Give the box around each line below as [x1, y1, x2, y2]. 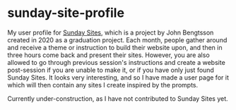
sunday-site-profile [7, 5, 125, 21]
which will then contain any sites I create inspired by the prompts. [7, 80, 199, 89]
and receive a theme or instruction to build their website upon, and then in [7, 43, 223, 51]
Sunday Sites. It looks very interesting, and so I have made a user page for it [7, 73, 230, 82]
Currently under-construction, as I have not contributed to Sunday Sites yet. [7, 94, 228, 103]
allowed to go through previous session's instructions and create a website [7, 58, 226, 66]
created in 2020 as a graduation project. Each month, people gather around [7, 35, 228, 44]
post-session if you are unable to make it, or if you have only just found [7, 66, 214, 74]
